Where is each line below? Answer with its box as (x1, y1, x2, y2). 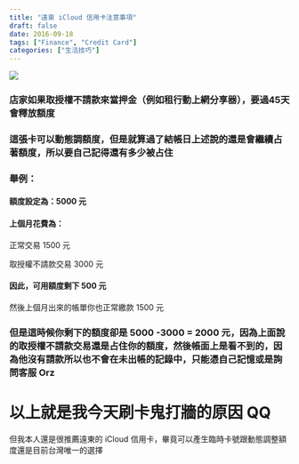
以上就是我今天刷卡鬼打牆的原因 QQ (9, 403, 271, 422)
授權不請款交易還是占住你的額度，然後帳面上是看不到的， (27, 340, 274, 352)
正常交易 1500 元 (9, 239, 71, 250)
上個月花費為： (9, 219, 64, 229)
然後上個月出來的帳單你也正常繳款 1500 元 (9, 301, 165, 312)
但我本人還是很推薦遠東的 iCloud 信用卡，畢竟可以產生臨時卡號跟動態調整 (9, 433, 279, 444)
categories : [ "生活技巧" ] (9, 46, 101, 55)
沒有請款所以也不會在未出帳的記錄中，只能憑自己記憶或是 (27, 353, 274, 365)
